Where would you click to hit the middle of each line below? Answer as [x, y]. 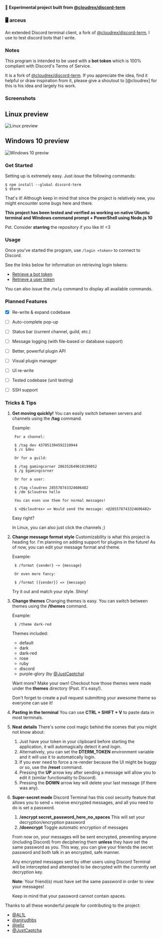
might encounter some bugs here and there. [49, 203]
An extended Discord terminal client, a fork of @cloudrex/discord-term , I [77, 33]
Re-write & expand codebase [41, 312]
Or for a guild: [31, 458]
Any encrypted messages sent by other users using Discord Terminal [81, 862]
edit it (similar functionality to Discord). [58, 778]
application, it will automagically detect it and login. [70, 747]
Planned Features [26, 302]
